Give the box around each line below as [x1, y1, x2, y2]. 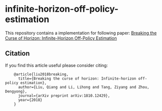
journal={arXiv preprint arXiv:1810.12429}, [18, 93, 110, 98]
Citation [5, 49, 30, 58]
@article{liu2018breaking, [14, 72, 69, 77]
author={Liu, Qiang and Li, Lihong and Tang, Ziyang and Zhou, [18, 85, 150, 89]
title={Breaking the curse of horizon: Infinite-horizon [18, 76, 137, 81]
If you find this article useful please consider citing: [5, 62, 108, 68]
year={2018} [18, 97, 42, 102]
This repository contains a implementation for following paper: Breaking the [5, 30, 157, 36]
